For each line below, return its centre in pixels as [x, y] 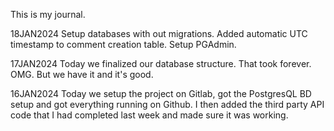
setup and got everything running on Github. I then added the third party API [167, 104]
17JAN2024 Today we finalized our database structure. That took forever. [161, 63]
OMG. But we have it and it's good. [82, 74]
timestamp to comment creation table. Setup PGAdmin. [123, 44]
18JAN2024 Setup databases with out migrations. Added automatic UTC [159, 33]
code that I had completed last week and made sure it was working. [149, 115]
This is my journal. [48, 14]
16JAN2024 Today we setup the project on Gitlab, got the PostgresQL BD [161, 93]
